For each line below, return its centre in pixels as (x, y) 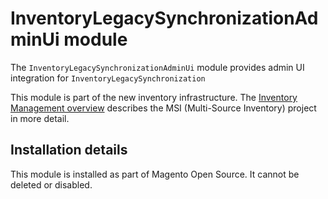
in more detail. (40, 118)
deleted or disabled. (51, 184)
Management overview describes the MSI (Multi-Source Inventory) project (163, 108)
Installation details (69, 150)
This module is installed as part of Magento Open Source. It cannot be (155, 174)
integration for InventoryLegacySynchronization (108, 78)
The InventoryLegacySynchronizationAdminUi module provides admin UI (157, 67)
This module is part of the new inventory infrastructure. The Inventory (154, 97)
